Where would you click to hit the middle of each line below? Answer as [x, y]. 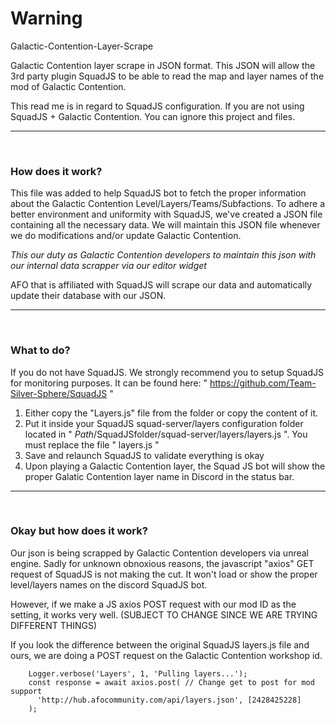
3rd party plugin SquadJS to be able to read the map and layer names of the [167, 76]
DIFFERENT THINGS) [54, 625]
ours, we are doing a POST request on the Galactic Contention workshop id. [166, 655]
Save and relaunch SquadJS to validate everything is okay [144, 455]
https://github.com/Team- [263, 383]
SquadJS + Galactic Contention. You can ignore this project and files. [153, 116]
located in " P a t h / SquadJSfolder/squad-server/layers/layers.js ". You [166, 434]
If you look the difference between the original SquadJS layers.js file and [160, 644]
